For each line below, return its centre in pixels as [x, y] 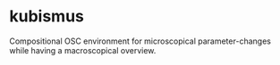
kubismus [47, 16]
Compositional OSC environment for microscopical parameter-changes [140, 41]
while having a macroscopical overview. [83, 50]
